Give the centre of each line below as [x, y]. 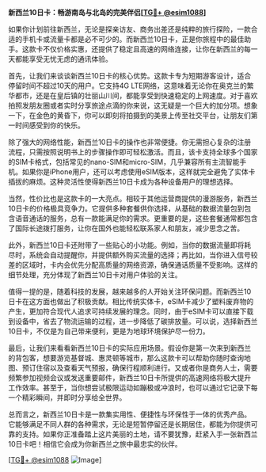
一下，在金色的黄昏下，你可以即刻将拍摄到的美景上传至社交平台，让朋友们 [129, 115]
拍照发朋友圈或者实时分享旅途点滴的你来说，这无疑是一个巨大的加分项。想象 [133, 105]
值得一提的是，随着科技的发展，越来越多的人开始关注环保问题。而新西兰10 [130, 291]
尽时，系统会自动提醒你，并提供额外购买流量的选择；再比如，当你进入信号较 [133, 255]
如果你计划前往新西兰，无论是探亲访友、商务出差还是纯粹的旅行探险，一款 [129, 29]
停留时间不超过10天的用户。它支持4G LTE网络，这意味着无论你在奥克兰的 [127, 86]
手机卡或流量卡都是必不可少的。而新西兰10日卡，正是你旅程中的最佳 [133, 39]
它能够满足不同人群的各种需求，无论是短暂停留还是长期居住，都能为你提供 [129, 424]
